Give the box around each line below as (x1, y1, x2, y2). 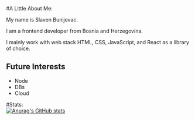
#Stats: (6, 101, 23, 108)
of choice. (6, 45, 30, 52)
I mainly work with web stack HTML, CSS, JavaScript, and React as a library (6, 39, 189, 45)
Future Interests (6, 62, 66, 72)
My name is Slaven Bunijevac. (6, 16, 78, 23)
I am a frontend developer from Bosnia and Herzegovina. (6, 27, 143, 34)
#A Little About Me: (6, 5, 53, 12)
